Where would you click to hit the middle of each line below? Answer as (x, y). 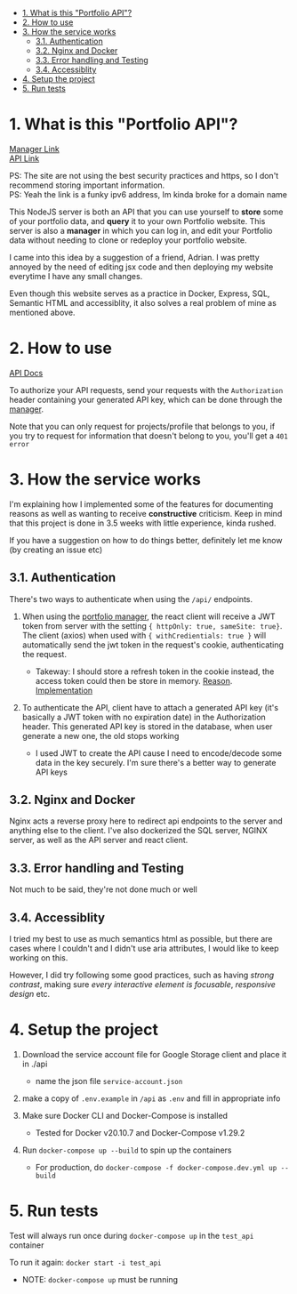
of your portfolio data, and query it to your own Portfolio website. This (137, 221)
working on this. (39, 958)
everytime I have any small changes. (76, 276)
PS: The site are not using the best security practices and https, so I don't (144, 175)
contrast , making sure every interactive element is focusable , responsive (142, 985)
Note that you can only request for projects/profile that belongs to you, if (142, 426)
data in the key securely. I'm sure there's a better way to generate (156, 762)
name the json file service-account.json (109, 1081)
